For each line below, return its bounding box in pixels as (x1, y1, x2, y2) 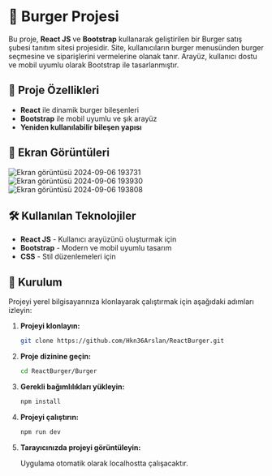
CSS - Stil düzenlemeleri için (19, 251, 116, 262)
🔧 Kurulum (8, 275, 63, 289)
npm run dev (19, 427, 61, 436)
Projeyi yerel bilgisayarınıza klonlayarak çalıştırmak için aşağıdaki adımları (8, 297, 254, 307)
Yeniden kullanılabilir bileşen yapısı (19, 122, 142, 132)
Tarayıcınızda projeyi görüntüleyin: (19, 442, 141, 452)
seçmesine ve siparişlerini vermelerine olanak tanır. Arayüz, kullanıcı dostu (8, 51, 257, 61)
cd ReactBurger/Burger (19, 367, 97, 375)
